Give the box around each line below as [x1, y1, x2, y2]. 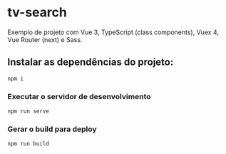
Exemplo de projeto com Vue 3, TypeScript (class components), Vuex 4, [7, 28, 220, 36]
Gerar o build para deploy [7, 124, 98, 134]
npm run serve [7, 108, 50, 115]
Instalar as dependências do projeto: [7, 56, 174, 68]
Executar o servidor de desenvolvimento [7, 91, 151, 101]
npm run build [7, 140, 50, 148]
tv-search [7, 4, 68, 21]
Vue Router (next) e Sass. [7, 35, 83, 43]
